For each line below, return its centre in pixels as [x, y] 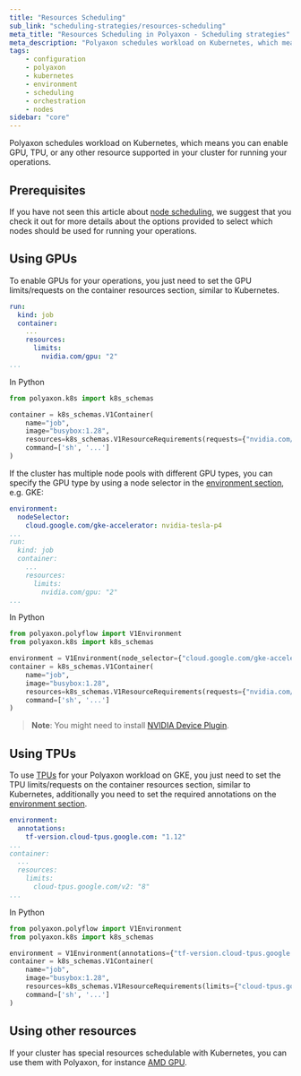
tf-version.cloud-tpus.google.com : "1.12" [106, 837]
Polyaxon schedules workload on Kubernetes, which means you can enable [149, 143]
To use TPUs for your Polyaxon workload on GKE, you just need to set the [145, 775]
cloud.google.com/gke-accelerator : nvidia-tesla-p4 [124, 525]
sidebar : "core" [39, 117]
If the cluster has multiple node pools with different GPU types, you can [141, 473]
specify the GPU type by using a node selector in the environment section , [147, 482]
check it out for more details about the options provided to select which [141, 221]
